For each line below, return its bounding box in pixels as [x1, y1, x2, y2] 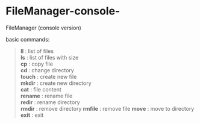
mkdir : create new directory [20, 79, 92, 87]
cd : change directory [20, 66, 75, 73]
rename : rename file [20, 92, 73, 99]
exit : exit [20, 111, 44, 119]
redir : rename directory [20, 98, 80, 106]
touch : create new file [20, 73, 77, 80]
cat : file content [20, 85, 61, 93]
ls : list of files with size [20, 54, 79, 61]
